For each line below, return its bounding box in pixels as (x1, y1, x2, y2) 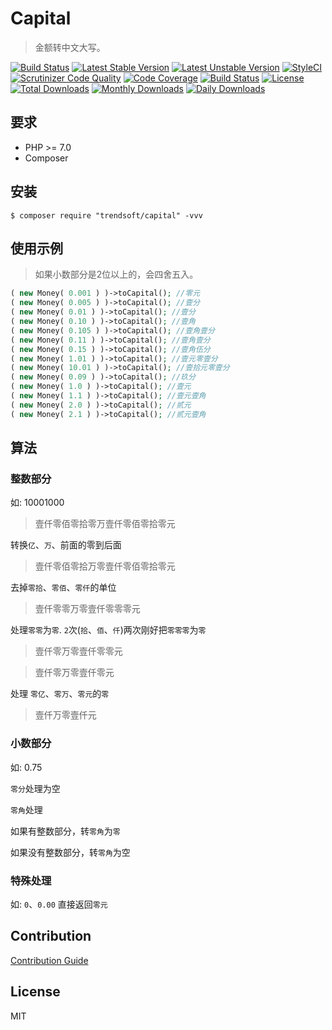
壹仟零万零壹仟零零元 (34, 645, 123, 657)
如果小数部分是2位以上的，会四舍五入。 (34, 268, 199, 281)
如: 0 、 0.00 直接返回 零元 (10, 898, 108, 910)
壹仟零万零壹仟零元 (34, 667, 115, 679)
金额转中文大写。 (34, 41, 106, 53)
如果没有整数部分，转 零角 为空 (10, 846, 131, 858)
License (10, 983, 61, 1001)
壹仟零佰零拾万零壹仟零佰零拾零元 (34, 560, 176, 572)
